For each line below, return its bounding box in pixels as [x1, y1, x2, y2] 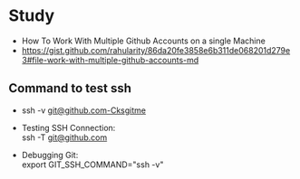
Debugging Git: [21, 149, 79, 160]
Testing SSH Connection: [21, 122, 116, 133]
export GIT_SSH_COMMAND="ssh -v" [21, 159, 164, 170]
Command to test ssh [8, 80, 132, 96]
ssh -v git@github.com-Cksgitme [21, 105, 147, 116]
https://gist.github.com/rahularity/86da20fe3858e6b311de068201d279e [21, 44, 291, 55]
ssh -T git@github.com [21, 132, 108, 143]
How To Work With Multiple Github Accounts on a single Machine [21, 35, 266, 46]
